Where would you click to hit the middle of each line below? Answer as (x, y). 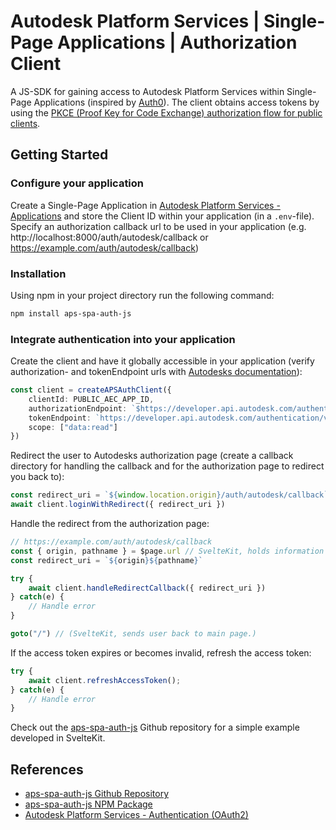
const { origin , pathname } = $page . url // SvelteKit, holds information (167, 551)
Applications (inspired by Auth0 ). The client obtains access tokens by (176, 102)
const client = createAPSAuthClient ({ (91, 390)
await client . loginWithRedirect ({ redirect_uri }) (118, 505)
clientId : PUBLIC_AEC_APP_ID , (91, 399)
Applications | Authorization (177, 42)
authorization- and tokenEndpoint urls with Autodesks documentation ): (156, 372)
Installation (38, 273)
